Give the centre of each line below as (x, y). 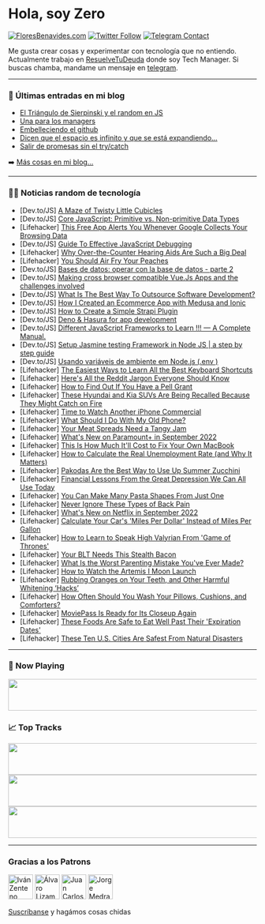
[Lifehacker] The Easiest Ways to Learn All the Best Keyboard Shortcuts (136, 370)
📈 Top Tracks (35, 727)
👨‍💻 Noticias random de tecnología (75, 193)
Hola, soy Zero (57, 14)
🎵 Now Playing (36, 666)
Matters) (34, 462)
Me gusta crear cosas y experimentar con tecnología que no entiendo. (122, 51)
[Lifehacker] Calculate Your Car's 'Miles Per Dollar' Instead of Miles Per (136, 520)
